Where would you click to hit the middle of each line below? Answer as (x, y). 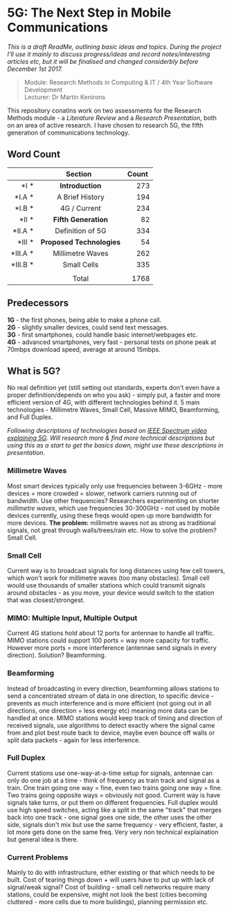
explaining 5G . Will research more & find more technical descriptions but (111, 438)
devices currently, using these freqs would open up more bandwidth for (110, 515)
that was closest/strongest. (46, 600)
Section (79, 173)
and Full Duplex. (30, 417)
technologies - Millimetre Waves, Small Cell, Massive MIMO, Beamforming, (114, 410)
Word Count (34, 154)
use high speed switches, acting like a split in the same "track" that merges (114, 810)
